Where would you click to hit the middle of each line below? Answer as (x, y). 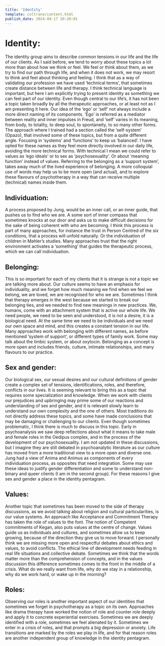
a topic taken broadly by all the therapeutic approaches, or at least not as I (80, 104)
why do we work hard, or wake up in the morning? (56, 574)
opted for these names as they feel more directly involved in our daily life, (79, 146)
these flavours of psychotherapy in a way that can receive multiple (72, 177)
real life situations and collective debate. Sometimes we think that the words (82, 553)
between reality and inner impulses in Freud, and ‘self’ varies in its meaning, (82, 120)
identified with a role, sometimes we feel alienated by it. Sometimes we (77, 622)
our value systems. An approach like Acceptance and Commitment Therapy (82, 517)
